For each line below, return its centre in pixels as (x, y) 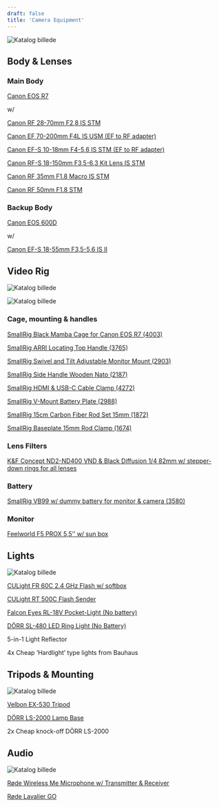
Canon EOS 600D (32, 222)
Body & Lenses (40, 61)
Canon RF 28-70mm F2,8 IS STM (54, 123)
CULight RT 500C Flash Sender (52, 599)
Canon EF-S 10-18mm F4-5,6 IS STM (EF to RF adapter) (86, 150)
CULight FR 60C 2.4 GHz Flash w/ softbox (67, 586)
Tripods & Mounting (51, 674)
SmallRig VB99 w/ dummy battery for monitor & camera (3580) (96, 501)
